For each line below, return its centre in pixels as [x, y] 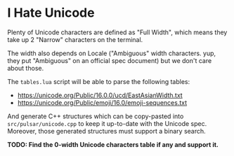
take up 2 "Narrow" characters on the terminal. [75, 39]
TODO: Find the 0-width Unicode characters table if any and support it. [113, 144]
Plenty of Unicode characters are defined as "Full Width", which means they [117, 32]
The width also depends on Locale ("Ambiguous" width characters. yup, [112, 53]
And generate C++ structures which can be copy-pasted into [96, 116]
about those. [26, 68]
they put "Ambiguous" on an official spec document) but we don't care [110, 60]
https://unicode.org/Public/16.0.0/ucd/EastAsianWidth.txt [100, 95]
